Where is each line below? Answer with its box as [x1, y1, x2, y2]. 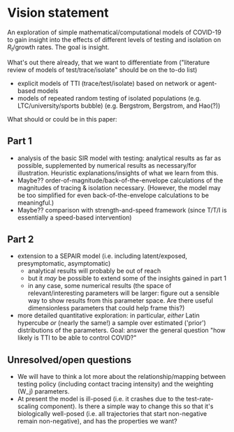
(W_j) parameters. [17, 387, 70, 396]
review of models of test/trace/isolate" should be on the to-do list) [7, 65, 198, 74]
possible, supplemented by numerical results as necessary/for [17, 161, 197, 169]
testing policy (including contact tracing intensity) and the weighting [17, 380, 214, 389]
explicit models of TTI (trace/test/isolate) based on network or [17, 79, 197, 87]
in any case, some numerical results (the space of [27, 282, 172, 290]
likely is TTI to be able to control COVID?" [17, 333, 137, 342]
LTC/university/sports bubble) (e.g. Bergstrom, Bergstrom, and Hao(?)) [17, 101, 221, 110]
